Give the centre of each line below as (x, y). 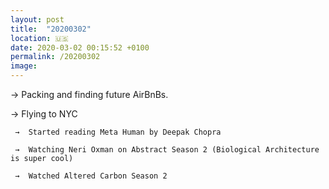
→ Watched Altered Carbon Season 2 (91, 176)
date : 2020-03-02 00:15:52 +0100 (80, 47)
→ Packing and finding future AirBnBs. (89, 94)
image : (24, 66)
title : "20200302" (51, 29)
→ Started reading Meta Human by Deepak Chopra (118, 132)
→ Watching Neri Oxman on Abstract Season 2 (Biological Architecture (167, 150)
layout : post (37, 19)
